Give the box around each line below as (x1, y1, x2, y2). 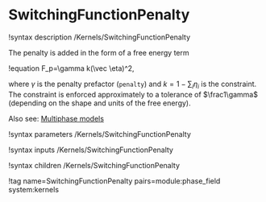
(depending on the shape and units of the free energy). (8, 98, 191, 108)
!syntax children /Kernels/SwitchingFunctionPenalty (8, 160, 180, 170)
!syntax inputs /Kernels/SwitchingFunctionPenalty (8, 145, 173, 155)
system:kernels (8, 184, 59, 194)
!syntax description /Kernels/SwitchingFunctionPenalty (8, 32, 191, 42)
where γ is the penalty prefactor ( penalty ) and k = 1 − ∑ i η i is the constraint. (8, 79, 257, 90)
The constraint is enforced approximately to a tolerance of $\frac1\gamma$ (8, 89, 258, 99)
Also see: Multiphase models (8, 113, 105, 123)
